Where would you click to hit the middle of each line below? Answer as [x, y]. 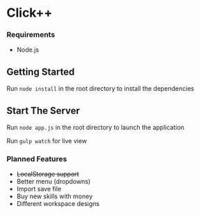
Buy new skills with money [55, 196]
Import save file [39, 189]
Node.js [28, 50]
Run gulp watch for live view [47, 141]
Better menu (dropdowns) [54, 181]
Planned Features [37, 159]
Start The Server [43, 111]
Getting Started [41, 72]
